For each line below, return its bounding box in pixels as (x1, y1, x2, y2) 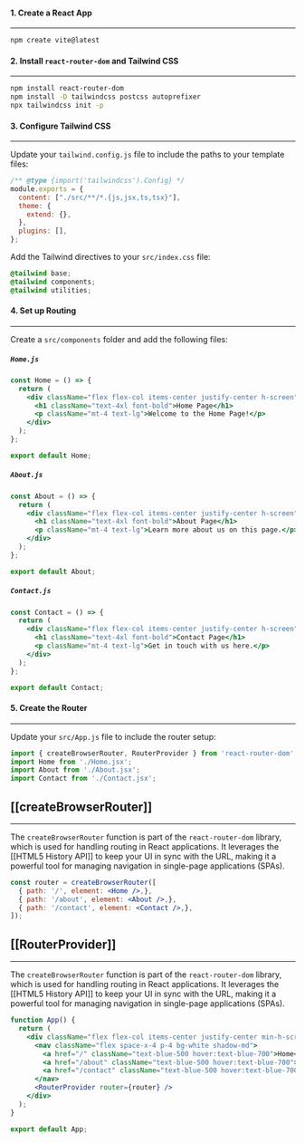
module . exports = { (10, 184, 84, 194)
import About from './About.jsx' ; (10, 765, 141, 774)
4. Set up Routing (10, 305, 77, 316)
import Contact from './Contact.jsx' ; (10, 774, 157, 783)
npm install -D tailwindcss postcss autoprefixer (10, 92, 202, 101)
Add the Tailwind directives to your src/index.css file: (10, 252, 211, 263)
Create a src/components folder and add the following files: (10, 333, 229, 344)
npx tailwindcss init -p (10, 101, 104, 110)
